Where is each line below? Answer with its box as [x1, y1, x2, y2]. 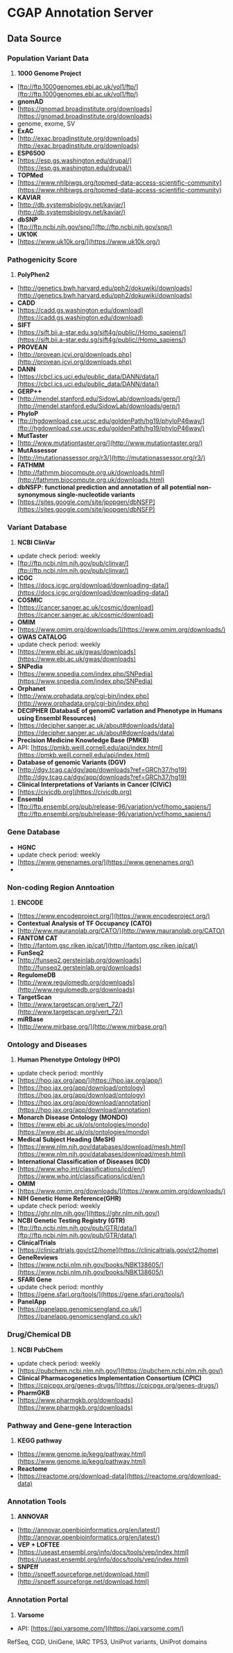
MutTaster [17, 432, 49, 440]
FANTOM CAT [17, 934, 58, 942]
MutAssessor [17, 446, 58, 455]
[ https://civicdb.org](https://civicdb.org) [17, 788, 132, 796]
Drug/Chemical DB [7, 1329, 71, 1339]
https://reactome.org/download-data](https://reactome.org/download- [19, 1472, 221, 1480]
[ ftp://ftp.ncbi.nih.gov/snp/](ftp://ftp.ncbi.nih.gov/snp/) [17, 222, 173, 230]
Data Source [7, 33, 62, 44]
